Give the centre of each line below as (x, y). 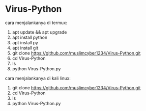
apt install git (25, 48)
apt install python (30, 37)
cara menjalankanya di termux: (36, 23)
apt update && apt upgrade (40, 32)
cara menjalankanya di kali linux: (38, 78)
